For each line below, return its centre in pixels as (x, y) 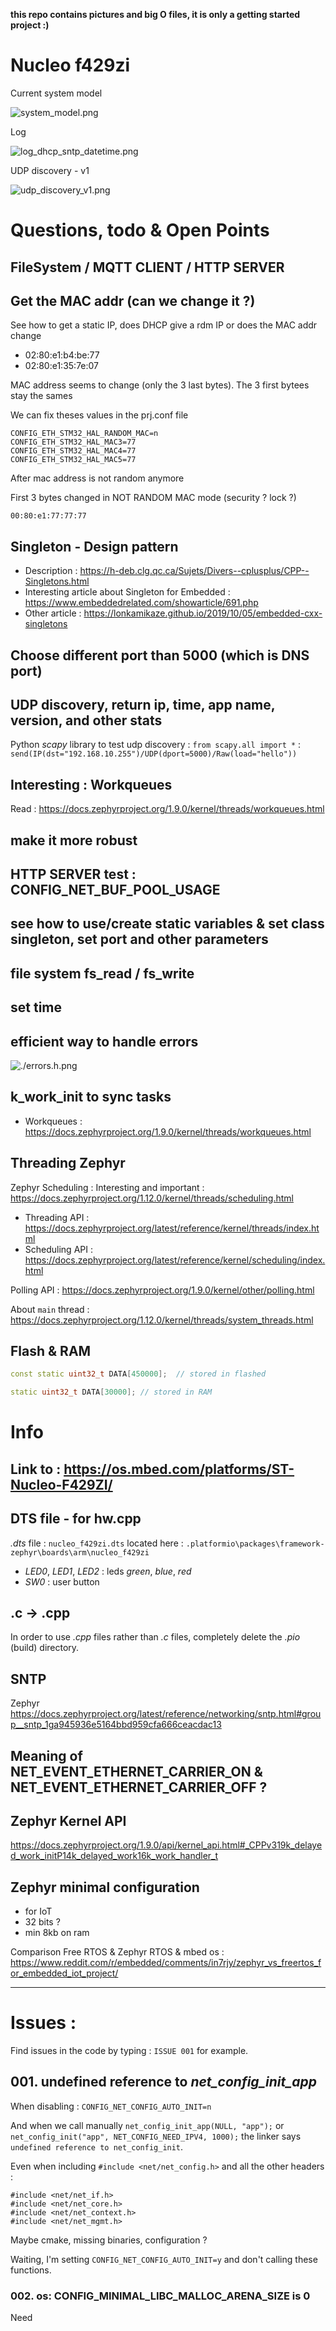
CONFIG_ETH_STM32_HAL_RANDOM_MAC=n (84, 434)
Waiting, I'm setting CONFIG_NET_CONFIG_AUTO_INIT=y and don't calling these (164, 2259)
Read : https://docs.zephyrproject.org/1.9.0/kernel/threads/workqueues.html (167, 809)
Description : (51, 571)
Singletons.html (57, 581)
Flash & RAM (51, 1350)
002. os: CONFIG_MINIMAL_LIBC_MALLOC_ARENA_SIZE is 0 (160, 2296)
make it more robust (74, 840)
